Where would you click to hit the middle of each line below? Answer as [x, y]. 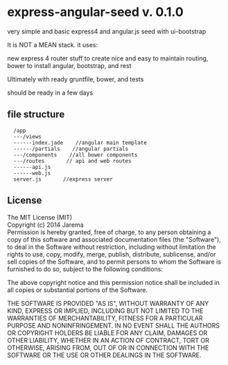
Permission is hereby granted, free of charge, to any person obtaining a [109, 232]
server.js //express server [63, 179]
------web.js [32, 173]
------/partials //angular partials [71, 149]
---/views [27, 136]
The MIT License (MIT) [40, 217]
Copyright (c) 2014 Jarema [46, 225]
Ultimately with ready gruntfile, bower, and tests [76, 79]
